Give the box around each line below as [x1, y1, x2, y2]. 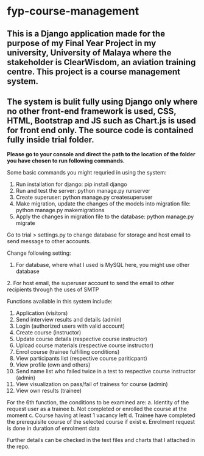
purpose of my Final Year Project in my [7, 38, 157, 48]
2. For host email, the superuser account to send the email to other [7, 280, 174, 287]
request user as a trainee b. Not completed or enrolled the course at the [7, 406, 188, 413]
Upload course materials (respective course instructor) [15, 342, 154, 349]
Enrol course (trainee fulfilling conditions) [15, 348, 120, 356]
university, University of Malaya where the [7, 47, 172, 58]
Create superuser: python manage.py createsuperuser [15, 193, 153, 201]
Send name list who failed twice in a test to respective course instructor [15, 368, 196, 375]
